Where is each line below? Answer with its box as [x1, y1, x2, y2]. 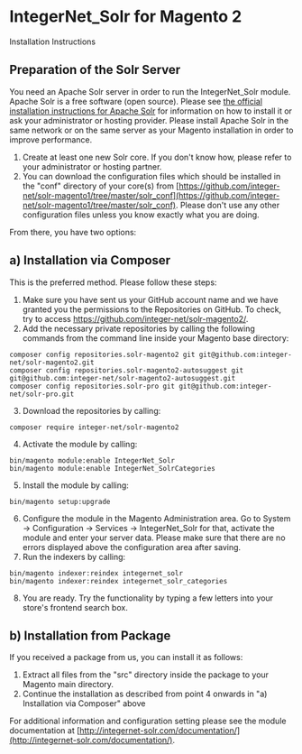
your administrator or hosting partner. [22, 161, 162, 172]
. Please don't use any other [175, 199, 280, 210]
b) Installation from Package [9, 628, 171, 643]
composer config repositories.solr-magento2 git [9, 350, 196, 359]
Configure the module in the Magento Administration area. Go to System [22, 512, 291, 524]
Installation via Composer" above [22, 698, 146, 709]
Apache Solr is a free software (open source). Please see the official [9, 96, 263, 106]
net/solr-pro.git [9, 390, 75, 399]
